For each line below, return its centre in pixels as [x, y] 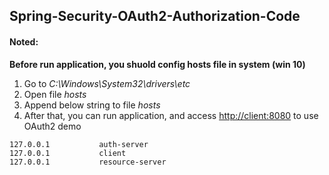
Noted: [24, 41]
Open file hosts [55, 94]
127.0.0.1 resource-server [88, 162]
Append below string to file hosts [92, 105]
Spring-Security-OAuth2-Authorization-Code [155, 16]
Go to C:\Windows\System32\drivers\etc [107, 83]
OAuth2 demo [52, 126]
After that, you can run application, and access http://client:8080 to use [171, 115]
